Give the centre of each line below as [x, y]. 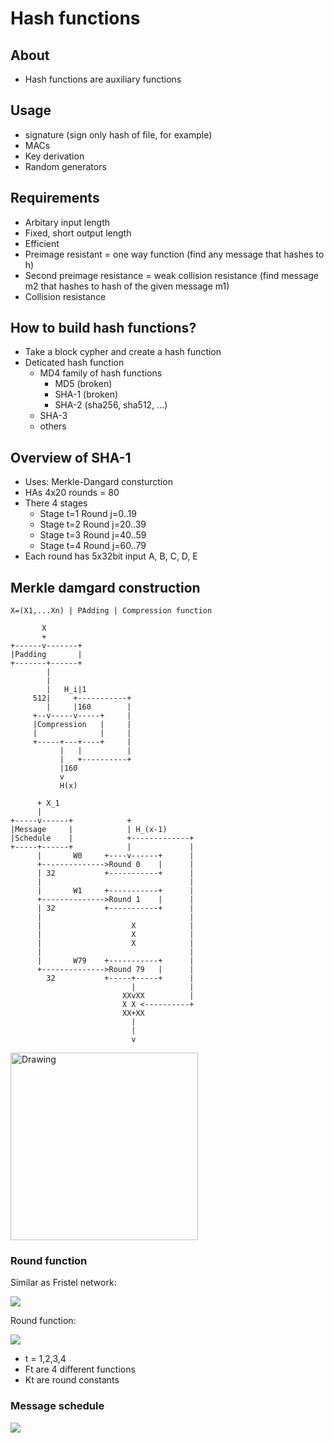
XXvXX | [158, 996]
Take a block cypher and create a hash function [123, 352]
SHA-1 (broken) [86, 394]
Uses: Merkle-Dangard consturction [98, 482]
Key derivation [54, 156]
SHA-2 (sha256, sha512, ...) [111, 405]
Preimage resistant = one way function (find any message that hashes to [174, 254]
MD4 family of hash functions [101, 373]
